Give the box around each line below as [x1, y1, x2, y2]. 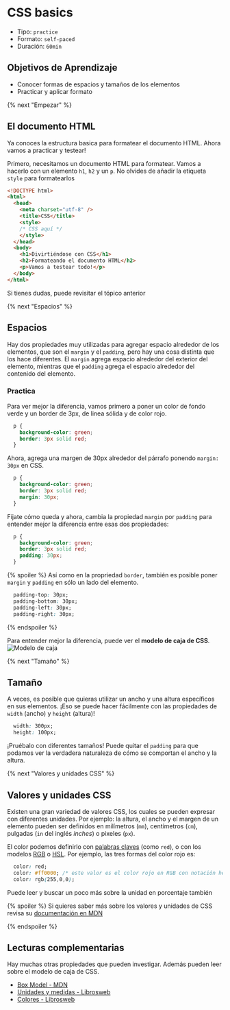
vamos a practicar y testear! [7, 146, 87, 154]
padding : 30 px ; [19, 552, 63, 560]
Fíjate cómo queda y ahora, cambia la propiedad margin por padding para [7, 512, 212, 520]
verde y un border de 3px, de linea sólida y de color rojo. [7, 409, 167, 418]
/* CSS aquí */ [19, 225, 63, 232]
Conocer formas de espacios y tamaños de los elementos [16, 80, 180, 88]
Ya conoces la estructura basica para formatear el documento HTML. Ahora [7, 139, 221, 147]
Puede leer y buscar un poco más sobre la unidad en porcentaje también [7, 888, 213, 896]
